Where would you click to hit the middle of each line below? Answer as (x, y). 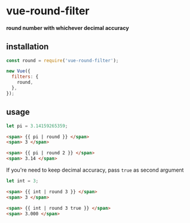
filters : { (25, 77)
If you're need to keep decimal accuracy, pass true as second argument (95, 170)
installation (27, 47)
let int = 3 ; (22, 181)
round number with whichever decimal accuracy (68, 28)
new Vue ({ (19, 71)
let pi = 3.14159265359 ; (37, 126)
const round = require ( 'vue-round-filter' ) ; (62, 60)
